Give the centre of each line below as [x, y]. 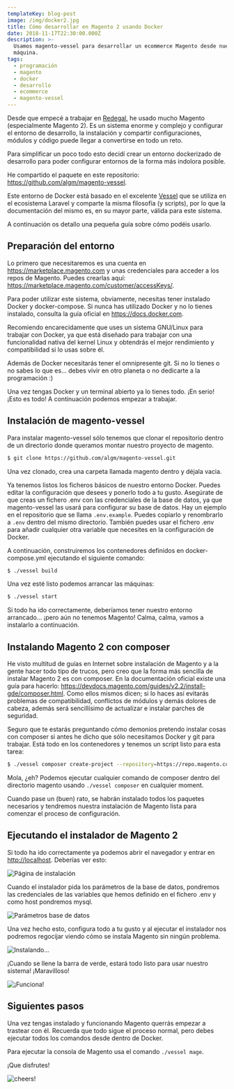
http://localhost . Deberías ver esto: [57, 860]
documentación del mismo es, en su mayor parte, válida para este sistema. [115, 211]
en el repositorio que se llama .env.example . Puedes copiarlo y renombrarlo [115, 514]
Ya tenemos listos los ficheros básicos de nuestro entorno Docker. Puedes [114, 485]
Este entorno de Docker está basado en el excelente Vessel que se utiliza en [117, 196]
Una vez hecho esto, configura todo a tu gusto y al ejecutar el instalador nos [117, 929]
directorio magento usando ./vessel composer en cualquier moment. [106, 785]
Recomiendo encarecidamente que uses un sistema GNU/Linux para [105, 327]
